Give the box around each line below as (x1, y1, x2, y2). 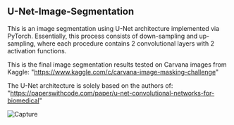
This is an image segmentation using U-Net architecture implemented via (7, 24, 220, 32)
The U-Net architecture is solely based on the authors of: (7, 81, 173, 90)
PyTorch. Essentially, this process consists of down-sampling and (7, 32, 198, 40)
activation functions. (7, 46, 67, 55)
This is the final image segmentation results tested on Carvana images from (7, 60, 227, 69)
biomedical (7, 96, 40, 105)
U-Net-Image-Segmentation (7, 6, 135, 18)
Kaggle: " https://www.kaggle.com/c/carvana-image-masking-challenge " (7, 67, 219, 76)
